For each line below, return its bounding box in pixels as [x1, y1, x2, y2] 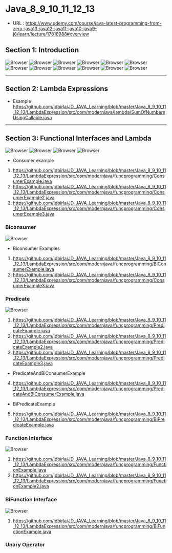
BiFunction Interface [5, 496, 57, 503]
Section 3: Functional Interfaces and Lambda [5, 134, 152, 142]
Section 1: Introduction [5, 46, 79, 54]
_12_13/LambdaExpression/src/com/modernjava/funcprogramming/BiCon [12, 261, 166, 267]
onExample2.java [12, 483, 50, 490]
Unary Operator [5, 541, 45, 548]
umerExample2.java [12, 195, 55, 201]
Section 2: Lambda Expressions [5, 84, 109, 93]
